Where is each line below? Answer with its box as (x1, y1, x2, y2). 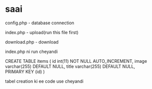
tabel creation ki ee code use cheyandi (5, 78, 84, 84)
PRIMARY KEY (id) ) (5, 68, 45, 75)
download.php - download (5, 39, 59, 45)
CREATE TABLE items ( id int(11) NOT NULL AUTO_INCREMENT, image (5, 58, 148, 64)
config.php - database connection (5, 20, 75, 26)
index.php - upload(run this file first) (5, 29, 79, 35)
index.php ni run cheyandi (5, 48, 58, 54)
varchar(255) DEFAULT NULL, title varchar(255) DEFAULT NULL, (5, 63, 135, 69)
